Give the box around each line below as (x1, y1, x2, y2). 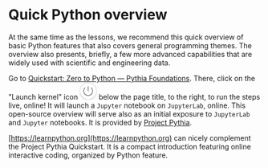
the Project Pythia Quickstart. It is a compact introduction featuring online (8, 141, 251, 151)
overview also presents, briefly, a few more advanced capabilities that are (8, 49, 253, 59)
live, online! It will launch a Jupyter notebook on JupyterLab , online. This (8, 100, 246, 110)
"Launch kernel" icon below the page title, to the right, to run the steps (8, 92, 261, 101)
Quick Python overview (8, 6, 168, 24)
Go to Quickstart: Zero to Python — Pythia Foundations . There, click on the (8, 73, 255, 83)
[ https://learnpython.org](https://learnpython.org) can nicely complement (8, 133, 251, 142)
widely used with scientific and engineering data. (8, 58, 171, 68)
